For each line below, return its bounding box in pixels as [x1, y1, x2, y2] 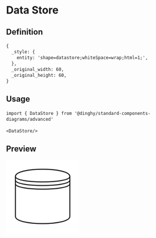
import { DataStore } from [6, 110, 72, 116]
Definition [6, 27, 43, 37]
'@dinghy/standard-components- [74, 110, 151, 116]
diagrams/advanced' [6, 116, 54, 122]
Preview [6, 144, 37, 154]
